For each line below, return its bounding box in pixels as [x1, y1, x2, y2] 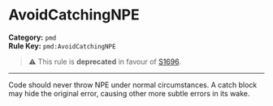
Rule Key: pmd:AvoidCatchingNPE [8, 40, 116, 50]
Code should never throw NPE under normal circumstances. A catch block [8, 79, 258, 90]
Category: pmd [8, 32, 57, 42]
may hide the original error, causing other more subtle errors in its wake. [8, 88, 250, 98]
